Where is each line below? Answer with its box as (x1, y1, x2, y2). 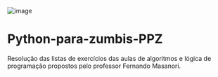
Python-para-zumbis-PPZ (7, 31, 163, 47)
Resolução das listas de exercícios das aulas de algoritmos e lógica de (7, 54, 212, 62)
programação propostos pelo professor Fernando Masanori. (7, 62, 181, 70)
